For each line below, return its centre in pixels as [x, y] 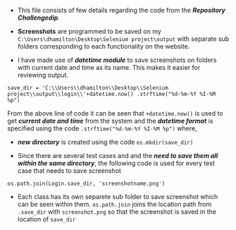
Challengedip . [38, 18]
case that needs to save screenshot [69, 171]
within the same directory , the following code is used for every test [116, 163]
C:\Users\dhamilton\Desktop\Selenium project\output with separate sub [123, 39]
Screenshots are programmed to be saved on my [89, 31]
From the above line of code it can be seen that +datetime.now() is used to [115, 113]
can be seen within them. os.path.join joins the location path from [114, 204]
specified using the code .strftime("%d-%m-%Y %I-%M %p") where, [102, 128]
